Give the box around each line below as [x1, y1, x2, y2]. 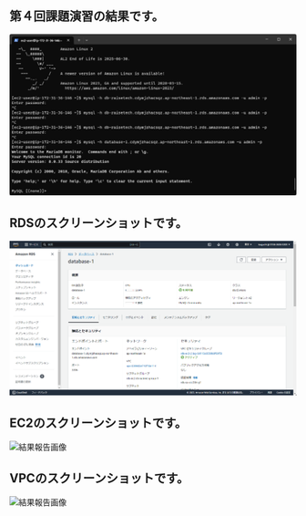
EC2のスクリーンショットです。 [9, 416, 188, 431]
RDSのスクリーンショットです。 [9, 215, 189, 231]
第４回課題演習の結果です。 [9, 8, 164, 25]
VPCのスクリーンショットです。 [9, 470, 189, 486]
